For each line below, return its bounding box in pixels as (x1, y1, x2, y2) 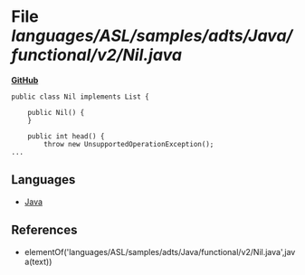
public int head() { (27, 131, 105, 141)
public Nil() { (27, 108, 85, 117)
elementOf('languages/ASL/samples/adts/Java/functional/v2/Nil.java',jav (24, 246, 296, 257)
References (11, 223, 78, 238)
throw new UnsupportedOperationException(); (43, 139, 214, 148)
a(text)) (24, 256, 52, 267)
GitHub (11, 74, 39, 85)
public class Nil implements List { (11, 92, 149, 101)
